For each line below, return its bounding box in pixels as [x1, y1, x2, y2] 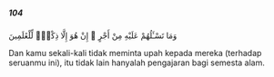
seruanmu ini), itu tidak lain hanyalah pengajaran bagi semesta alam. [8, 57, 265, 68]
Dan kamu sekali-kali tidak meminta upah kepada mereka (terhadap [8, 47, 262, 58]
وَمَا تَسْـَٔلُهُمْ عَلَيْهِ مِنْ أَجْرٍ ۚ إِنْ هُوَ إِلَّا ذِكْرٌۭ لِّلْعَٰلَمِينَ [8, 30, 178, 41]
